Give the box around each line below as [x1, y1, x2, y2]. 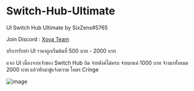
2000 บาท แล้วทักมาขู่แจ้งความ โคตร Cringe [6, 66, 99, 73]
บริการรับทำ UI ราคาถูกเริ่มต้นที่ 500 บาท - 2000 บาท [6, 47, 116, 54]
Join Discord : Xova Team [6, 35, 70, 43]
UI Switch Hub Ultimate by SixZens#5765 [6, 24, 108, 31]
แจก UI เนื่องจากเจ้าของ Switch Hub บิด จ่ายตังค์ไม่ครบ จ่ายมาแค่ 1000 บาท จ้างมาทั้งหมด [6, 59, 189, 66]
